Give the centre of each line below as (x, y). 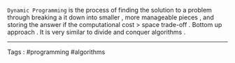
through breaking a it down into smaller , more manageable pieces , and (111, 17)
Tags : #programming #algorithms (56, 52)
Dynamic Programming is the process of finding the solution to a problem (109, 10)
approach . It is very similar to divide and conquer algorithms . (97, 32)
